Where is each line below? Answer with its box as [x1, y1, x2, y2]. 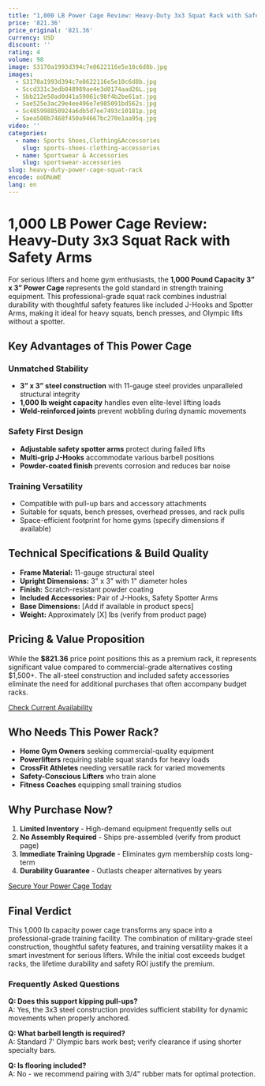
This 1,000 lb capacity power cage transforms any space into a [8, 925, 213, 935]
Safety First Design [8, 426, 84, 437]
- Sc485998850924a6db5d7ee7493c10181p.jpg [15, 108, 157, 115]
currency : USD [8, 33, 55, 42]
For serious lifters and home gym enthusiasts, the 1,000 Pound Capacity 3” [8, 274, 255, 284]
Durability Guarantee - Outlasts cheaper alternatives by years [19, 866, 222, 876]
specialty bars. [8, 1046, 57, 1055]
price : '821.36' [8, 19, 62, 27]
